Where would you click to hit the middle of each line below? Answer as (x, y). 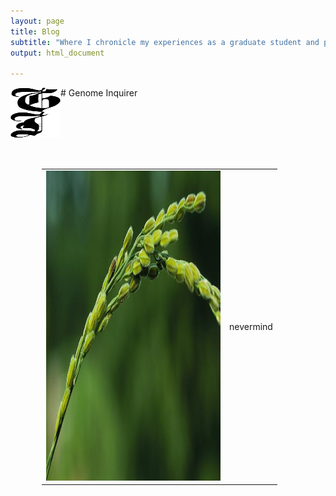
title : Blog (35, 31)
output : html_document (57, 53)
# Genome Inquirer (99, 93)
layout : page (37, 21)
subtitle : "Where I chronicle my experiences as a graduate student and (165, 42)
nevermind (251, 326)
